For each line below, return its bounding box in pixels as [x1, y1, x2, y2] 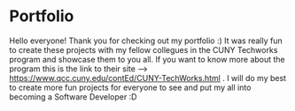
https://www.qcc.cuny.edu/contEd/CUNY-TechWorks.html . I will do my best [9, 72, 286, 83]
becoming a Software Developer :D [9, 91, 137, 102]
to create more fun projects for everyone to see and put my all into [9, 82, 252, 92]
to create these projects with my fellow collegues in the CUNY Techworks [9, 44, 278, 55]
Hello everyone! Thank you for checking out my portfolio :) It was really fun [9, 35, 283, 46]
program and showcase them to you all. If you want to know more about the [9, 54, 285, 64]
